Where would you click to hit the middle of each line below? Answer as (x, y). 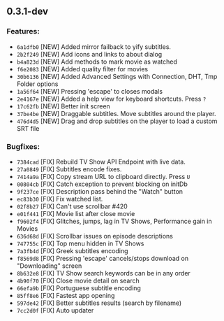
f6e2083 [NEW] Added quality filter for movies (82, 69)
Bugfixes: (23, 146)
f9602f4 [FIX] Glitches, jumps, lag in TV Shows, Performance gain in (114, 221)
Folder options (37, 84)
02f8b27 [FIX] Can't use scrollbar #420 (72, 206)
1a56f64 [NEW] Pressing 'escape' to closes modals (90, 91)
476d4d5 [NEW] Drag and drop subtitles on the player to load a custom (117, 121)
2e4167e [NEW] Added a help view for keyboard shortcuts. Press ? (111, 99)
